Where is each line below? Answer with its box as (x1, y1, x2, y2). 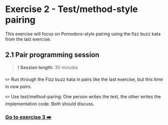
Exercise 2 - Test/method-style (5, 4, 138, 15)
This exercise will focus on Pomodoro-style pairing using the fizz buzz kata (5, 31, 161, 37)
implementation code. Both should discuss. (5, 100, 94, 106)
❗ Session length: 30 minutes (17, 64, 78, 70)
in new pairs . (5, 83, 32, 89)
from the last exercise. (5, 36, 52, 42)
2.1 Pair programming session (5, 51, 99, 59)
